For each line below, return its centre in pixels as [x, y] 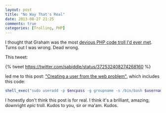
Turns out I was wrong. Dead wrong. [42, 48]
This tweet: [17, 57]
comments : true [21, 24]
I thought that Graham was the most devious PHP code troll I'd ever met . [79, 42]
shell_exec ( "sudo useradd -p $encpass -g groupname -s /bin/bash [74, 91]
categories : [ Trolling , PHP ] [35, 28]
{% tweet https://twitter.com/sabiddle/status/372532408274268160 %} [78, 67]
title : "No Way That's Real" [35, 14]
